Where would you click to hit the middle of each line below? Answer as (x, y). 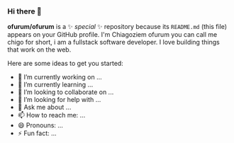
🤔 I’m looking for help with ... (59, 100)
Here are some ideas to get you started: (66, 64)
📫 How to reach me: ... (51, 115)
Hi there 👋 (25, 11)
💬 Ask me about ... (44, 107)
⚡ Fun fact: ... (37, 133)
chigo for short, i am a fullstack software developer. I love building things (113, 42)
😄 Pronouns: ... (40, 125)
